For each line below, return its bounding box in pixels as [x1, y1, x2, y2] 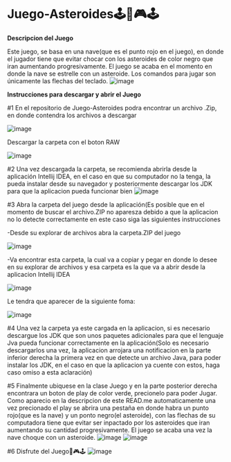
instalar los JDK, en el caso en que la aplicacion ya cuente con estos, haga [7, 361, 220, 369]
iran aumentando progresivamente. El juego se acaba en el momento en [7, 62, 212, 70]
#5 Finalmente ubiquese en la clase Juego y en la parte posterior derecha [7, 382, 218, 390]
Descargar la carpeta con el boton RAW [7, 137, 120, 146]
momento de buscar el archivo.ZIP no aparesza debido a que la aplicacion [7, 207, 219, 216]
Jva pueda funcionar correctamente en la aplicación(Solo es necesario [7, 339, 210, 347]
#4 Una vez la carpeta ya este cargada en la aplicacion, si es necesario [7, 324, 210, 332]
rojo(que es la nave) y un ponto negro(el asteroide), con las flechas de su [7, 411, 216, 419]
